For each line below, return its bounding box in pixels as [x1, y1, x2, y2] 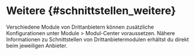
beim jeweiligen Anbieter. [6, 42, 68, 49]
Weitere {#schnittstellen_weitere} [6, 4, 176, 18]
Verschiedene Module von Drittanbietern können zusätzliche [6, 23, 154, 30]
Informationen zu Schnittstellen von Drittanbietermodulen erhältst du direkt [6, 36, 189, 43]
